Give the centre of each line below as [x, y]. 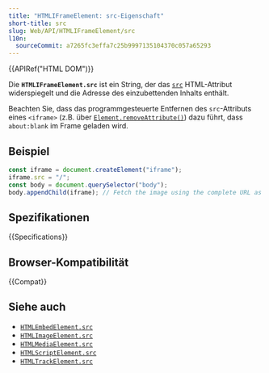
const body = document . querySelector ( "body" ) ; [88, 185]
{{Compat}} [27, 282]
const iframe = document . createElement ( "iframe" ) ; [95, 170]
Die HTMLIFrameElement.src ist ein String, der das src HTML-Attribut [120, 85]
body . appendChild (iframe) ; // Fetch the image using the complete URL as [135, 192]
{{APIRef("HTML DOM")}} [51, 69]
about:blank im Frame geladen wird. [69, 126]
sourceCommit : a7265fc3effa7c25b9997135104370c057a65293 [113, 46]
